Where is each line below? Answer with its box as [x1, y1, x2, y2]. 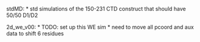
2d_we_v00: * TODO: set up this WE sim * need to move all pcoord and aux [6, 24, 195, 30]
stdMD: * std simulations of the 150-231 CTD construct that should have [6, 5, 187, 12]
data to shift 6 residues [6, 30, 64, 37]
